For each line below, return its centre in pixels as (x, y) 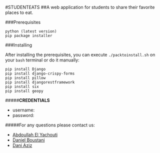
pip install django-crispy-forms (40, 73)
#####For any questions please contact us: (50, 125)
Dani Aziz (22, 145)
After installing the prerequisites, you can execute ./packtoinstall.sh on (80, 55)
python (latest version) (31, 31)
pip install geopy (24, 91)
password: (23, 115)
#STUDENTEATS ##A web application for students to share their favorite (80, 7)
